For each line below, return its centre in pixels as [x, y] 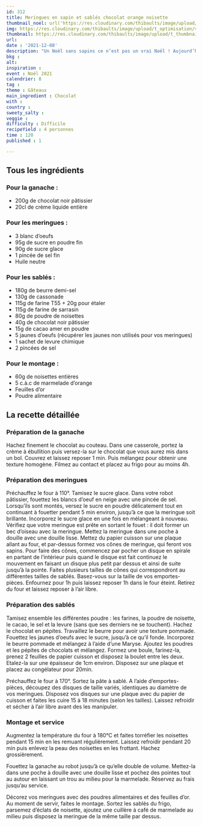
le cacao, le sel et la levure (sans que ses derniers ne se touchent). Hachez [99, 624]
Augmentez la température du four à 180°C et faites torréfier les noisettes [97, 735]
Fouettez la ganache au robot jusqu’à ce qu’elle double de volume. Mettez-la [101, 766]
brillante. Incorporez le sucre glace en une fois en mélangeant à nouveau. [97, 519]
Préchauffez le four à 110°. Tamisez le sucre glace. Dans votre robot [90, 493]
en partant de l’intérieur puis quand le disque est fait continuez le [87, 557]
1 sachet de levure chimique [50, 342]
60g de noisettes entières [47, 377]
